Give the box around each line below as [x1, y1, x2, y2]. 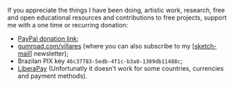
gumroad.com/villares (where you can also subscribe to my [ [17, 42, 195, 50]
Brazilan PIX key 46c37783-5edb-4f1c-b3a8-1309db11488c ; [17, 57, 182, 65]
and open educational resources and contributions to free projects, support [7, 13, 227, 22]
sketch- [194, 42, 217, 50]
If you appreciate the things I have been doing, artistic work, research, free [7, 6, 226, 14]
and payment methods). [17, 72, 88, 80]
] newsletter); [29, 49, 69, 58]
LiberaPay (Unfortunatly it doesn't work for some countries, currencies [17, 65, 224, 72]
